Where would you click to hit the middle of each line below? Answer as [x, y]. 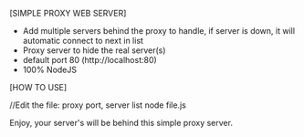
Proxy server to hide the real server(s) [94, 50]
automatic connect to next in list [83, 41]
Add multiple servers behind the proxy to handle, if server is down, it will [158, 31]
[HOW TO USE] [38, 87]
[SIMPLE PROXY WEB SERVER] [68, 13]
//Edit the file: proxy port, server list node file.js [98, 105]
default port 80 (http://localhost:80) [89, 60]
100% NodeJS [50, 69]
